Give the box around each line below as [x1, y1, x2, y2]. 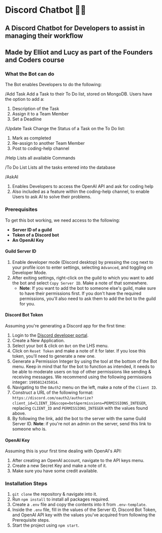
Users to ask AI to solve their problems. [12, 194, 92, 200]
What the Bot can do [5, 70, 55, 77]
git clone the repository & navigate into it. [12, 491, 98, 497]
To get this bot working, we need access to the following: [5, 217, 121, 223]
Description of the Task [12, 106, 60, 112]
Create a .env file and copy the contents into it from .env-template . [12, 502, 147, 508]
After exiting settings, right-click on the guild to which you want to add [12, 275, 154, 280]
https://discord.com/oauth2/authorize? [12, 395, 94, 400]
